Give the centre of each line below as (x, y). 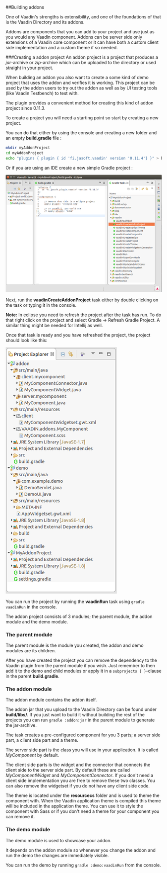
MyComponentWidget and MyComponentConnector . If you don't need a (80, 776)
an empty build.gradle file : (33, 138)
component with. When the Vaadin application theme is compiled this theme (83, 801)
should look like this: (27, 340)
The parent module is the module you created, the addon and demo (75, 645)
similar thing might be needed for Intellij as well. (54, 325)
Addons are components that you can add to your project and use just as (80, 32)
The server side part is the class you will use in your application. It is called (82, 750)
